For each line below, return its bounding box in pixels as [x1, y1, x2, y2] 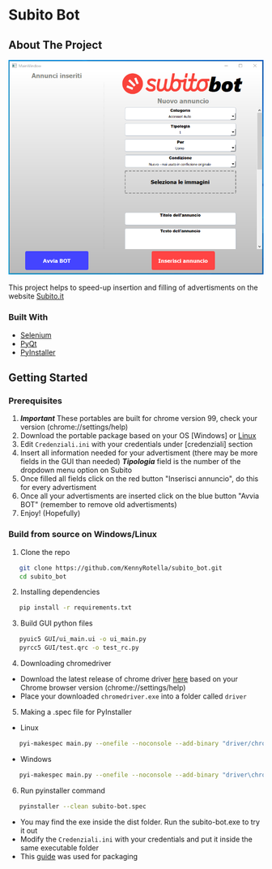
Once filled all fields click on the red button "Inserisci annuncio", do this [19, 474, 259, 484]
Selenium [19, 330, 52, 340]
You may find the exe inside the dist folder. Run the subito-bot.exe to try [19, 817, 261, 827]
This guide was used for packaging [19, 851, 138, 861]
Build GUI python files [19, 618, 93, 628]
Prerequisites [8, 395, 62, 407]
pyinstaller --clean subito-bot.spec [19, 802, 147, 811]
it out [19, 825, 38, 835]
